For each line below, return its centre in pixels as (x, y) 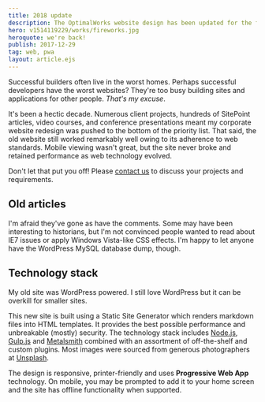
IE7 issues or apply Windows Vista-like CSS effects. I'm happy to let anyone (131, 240)
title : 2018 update (40, 15)
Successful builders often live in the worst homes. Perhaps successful (122, 82)
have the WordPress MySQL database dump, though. (95, 248)
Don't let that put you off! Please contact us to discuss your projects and (126, 171)
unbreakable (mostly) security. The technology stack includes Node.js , (123, 333)
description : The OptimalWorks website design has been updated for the (130, 23)
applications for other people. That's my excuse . (87, 99)
